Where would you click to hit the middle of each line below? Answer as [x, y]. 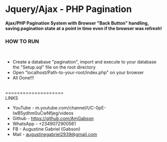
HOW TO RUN [22, 41]
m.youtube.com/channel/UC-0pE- [71, 108]
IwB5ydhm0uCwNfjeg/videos [43, 113]
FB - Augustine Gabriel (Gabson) [46, 129]
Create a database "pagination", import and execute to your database [85, 62]
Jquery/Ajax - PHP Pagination [69, 9]
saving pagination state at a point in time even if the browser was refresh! [84, 28]
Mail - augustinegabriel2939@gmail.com [55, 134]
